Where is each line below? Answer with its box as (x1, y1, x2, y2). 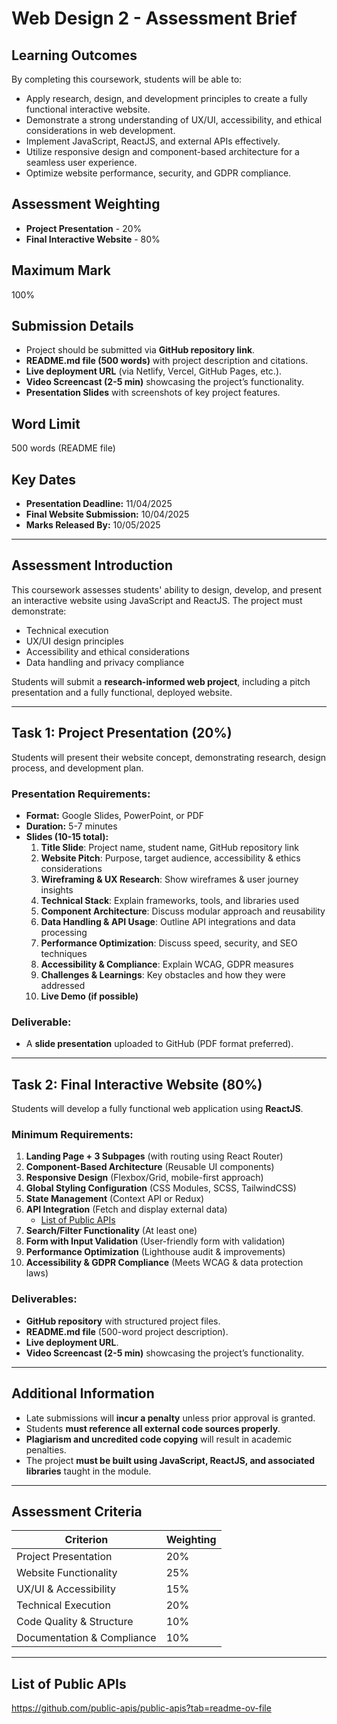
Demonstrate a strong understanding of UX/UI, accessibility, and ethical (25, 114, 323, 126)
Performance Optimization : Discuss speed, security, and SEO (40, 937, 298, 949)
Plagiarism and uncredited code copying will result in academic (25, 1433, 293, 1445)
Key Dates (11, 471, 77, 488)
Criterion (64, 1533, 109, 1547)
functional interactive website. (25, 103, 151, 115)
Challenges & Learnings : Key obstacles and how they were (40, 968, 286, 981)
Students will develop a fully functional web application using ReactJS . (11, 1103, 304, 1115)
